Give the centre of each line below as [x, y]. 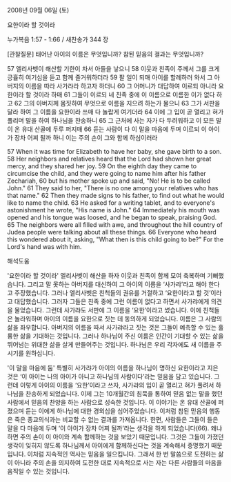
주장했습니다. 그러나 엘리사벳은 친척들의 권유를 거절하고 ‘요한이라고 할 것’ [112, 293]
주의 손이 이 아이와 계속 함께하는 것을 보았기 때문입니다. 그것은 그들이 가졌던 [122, 437]
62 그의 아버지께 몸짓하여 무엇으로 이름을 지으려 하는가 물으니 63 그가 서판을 [117, 103]
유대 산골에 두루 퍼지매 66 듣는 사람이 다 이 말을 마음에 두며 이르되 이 [114, 129]
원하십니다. [40, 353]
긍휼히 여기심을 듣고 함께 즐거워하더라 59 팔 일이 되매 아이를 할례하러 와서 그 [110, 77]
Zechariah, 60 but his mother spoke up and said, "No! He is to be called [109, 181]
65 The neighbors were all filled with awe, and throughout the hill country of [115, 225]
